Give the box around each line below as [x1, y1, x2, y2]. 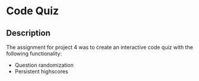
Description [6, 28, 50, 38]
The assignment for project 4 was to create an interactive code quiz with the [6, 43, 193, 51]
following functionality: [6, 50, 62, 57]
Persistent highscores [14, 68, 68, 75]
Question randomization [14, 61, 74, 68]
